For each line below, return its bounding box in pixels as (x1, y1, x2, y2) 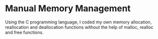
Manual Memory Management (5, 3, 131, 14)
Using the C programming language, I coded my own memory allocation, (5, 19, 152, 25)
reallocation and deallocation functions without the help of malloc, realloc (5, 24, 154, 30)
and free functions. (5, 29, 44, 35)
